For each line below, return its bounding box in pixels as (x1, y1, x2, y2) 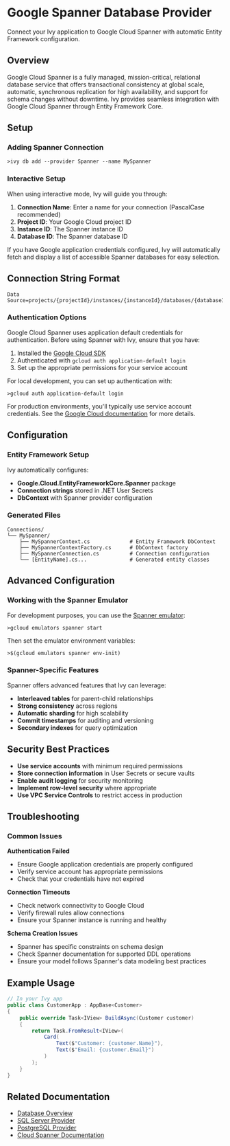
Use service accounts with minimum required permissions (16, 761, 183, 770)
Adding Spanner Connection (7, 143, 104, 152)
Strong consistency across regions (16, 702, 118, 710)
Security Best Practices (7, 744, 110, 755)
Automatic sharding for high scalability (16, 709, 129, 717)
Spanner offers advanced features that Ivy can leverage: (7, 681, 166, 689)
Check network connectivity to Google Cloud (16, 902, 144, 910)
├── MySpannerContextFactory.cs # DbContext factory (19, 544, 188, 551)
